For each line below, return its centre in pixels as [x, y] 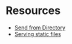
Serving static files [38, 34]
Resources [33, 11]
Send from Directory [40, 28]
